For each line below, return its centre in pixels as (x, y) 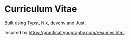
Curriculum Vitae (41, 9)
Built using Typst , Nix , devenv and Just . (45, 23)
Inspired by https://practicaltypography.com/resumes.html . (65, 32)
